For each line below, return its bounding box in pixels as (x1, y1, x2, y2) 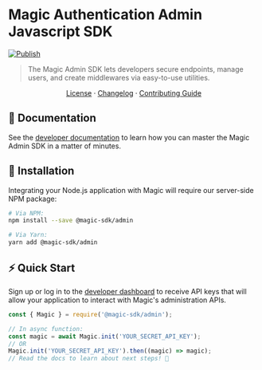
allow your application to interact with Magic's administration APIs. (8, 295, 227, 305)
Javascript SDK (8, 22, 113, 41)
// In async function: (8, 325, 84, 333)
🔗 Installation (8, 164, 75, 178)
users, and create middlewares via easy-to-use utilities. (27, 73, 210, 82)
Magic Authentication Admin (8, 6, 203, 24)
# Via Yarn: (8, 231, 48, 239)
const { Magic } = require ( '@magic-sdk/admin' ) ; (8, 310, 173, 318)
